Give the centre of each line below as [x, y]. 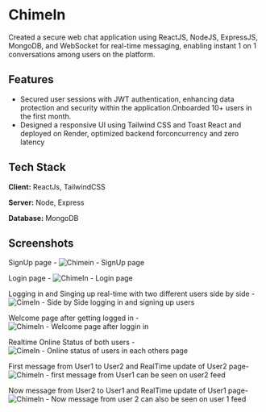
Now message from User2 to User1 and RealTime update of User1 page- [128, 391]
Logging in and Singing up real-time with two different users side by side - [132, 294]
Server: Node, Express [46, 202]
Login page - [30, 278]
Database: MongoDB [44, 218]
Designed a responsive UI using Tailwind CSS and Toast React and [131, 125]
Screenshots [41, 243]
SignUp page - [33, 263]
